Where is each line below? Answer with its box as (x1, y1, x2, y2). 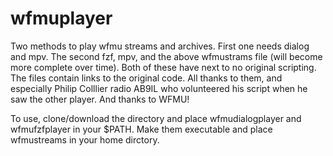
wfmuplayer (10, 7, 113, 30)
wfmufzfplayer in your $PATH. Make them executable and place (10, 123, 273, 135)
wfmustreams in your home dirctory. (10, 133, 160, 146)
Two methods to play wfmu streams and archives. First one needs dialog (10, 40, 310, 52)
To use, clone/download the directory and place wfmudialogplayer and (10, 112, 302, 124)
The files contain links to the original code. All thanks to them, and (10, 72, 283, 84)
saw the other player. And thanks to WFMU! (10, 93, 190, 105)
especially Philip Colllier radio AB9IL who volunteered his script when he (10, 82, 308, 94)
